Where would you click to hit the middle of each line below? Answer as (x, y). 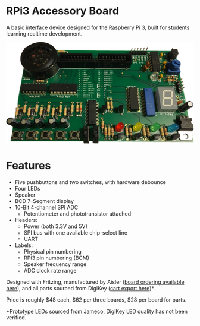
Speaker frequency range (55, 264)
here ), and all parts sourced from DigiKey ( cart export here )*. (81, 289)
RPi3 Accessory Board (63, 11)
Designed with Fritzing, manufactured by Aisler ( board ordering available (95, 282)
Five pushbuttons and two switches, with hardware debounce (90, 182)
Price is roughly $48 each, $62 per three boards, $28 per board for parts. (96, 300)
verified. (16, 318)
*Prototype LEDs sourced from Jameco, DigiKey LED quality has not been (97, 311)
